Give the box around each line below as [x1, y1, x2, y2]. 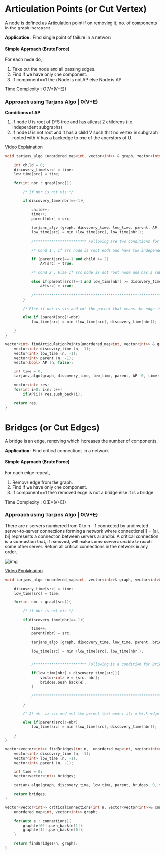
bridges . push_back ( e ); [40, 680, 87, 685]
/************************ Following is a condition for [31, 662, 151, 667]
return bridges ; [14, 792, 48, 797]
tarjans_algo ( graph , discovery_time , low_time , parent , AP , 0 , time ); [14, 373, 162, 379]
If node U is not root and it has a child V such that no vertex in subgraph [12, 129, 158, 136]
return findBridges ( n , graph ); [14, 841, 78, 846]
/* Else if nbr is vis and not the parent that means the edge [23, 306, 155, 311]
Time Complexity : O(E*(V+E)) [5, 499, 66, 505]
